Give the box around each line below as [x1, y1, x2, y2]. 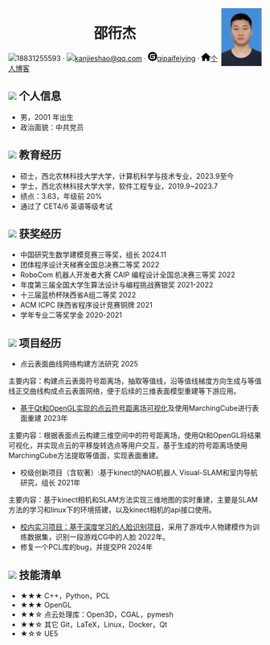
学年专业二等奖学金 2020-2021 [19, 310, 123, 320]
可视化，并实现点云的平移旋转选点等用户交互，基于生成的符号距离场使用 [8, 440, 247, 450]
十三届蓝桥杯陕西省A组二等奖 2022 [19, 290, 137, 300]
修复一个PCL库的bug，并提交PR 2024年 [19, 542, 153, 552]
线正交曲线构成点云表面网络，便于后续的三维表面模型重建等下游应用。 [8, 387, 241, 396]
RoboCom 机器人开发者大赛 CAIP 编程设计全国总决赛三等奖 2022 [19, 270, 235, 279]
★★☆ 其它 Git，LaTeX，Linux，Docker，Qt [19, 620, 168, 629]
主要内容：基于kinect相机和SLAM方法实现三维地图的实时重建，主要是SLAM [8, 495, 259, 505]
